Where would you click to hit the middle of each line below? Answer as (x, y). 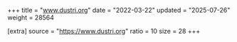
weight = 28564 (31, 17)
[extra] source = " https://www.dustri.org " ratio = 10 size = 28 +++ (104, 31)
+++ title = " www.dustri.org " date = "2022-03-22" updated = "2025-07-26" (119, 10)
